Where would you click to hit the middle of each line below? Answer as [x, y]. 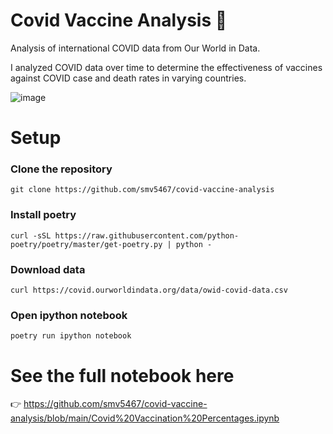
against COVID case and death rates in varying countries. [128, 78]
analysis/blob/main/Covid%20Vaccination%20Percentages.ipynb [145, 418]
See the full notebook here [122, 375]
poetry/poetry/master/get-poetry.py [86, 244]
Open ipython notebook [69, 315]
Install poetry [43, 215]
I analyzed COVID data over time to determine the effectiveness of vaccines [166, 67]
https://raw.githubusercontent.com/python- [147, 235]
